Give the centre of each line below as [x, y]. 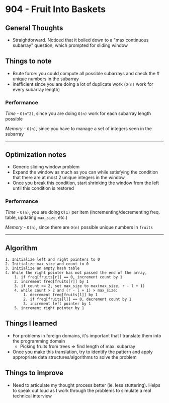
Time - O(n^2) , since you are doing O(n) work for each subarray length [78, 113]
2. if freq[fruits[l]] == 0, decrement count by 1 [77, 299]
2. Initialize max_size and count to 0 [47, 264]
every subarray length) [36, 89]
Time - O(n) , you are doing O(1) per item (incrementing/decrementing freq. [82, 212]
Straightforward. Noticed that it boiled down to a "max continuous [81, 40]
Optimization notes [36, 155]
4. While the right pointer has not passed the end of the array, [76, 273]
